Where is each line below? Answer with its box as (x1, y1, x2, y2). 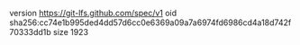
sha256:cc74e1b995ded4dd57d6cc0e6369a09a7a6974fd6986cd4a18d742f (9, 17, 292, 28)
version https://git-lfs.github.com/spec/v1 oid (9, 8, 177, 18)
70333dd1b (9, 27, 51, 37)
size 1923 (52, 27, 88, 37)
